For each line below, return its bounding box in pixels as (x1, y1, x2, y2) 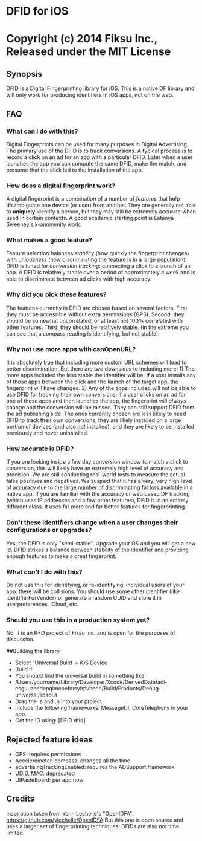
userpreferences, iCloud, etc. (6, 600, 79, 608)
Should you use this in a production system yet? (6, 615, 150, 624)
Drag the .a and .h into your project (14, 698, 103, 705)
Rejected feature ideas (6, 735, 93, 745)
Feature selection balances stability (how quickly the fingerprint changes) (6, 250, 189, 257)
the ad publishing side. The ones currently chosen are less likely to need (6, 410, 186, 418)
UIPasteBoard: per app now (14, 776, 84, 784)
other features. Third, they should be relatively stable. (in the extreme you (6, 323, 189, 331)
